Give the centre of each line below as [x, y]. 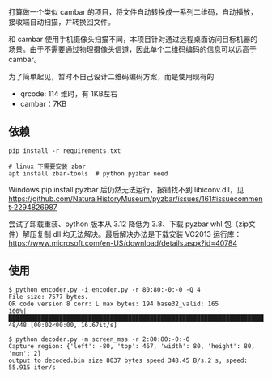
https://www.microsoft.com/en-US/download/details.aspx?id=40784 [123, 243]
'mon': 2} [25, 353]
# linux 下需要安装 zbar [47, 166]
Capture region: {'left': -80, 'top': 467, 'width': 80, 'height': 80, [132, 346]
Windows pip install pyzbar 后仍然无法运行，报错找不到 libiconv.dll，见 [126, 189]
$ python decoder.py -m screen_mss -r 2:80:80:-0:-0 [99, 339]
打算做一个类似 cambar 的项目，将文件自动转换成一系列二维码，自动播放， [133, 12]
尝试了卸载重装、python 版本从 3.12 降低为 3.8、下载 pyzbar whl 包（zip [129, 224]
